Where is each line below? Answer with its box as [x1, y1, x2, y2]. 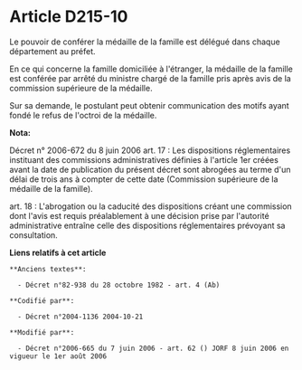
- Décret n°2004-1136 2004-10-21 [17, 312, 144, 321]
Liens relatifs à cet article [9, 247, 107, 258]
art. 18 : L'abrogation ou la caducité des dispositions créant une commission [9, 201, 292, 212]
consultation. [9, 229, 59, 241]
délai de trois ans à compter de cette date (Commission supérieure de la [9, 174, 278, 185]
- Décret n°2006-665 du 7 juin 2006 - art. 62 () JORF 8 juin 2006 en [17, 344, 289, 353]
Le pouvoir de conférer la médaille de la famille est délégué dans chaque [9, 36, 280, 47]
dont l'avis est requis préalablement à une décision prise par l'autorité [9, 210, 269, 221]
